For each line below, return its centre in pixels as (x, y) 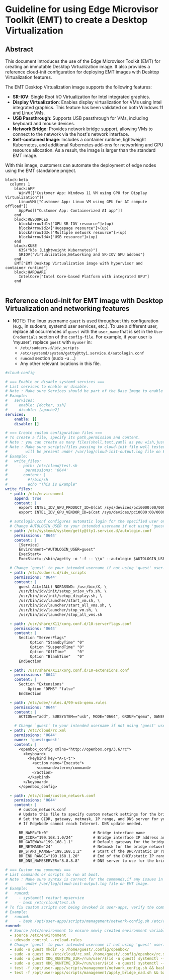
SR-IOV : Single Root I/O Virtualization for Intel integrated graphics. (81, 97)
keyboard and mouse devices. (44, 123)
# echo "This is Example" (41, 484)
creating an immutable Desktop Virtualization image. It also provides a (78, 67)
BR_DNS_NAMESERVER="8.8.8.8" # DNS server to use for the (86, 861)
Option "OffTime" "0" (57, 652)
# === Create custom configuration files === (54, 433)
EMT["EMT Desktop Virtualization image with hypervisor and (78, 263)
